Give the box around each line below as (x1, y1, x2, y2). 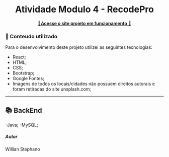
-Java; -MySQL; (5, 122, 39, 128)
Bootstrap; (12, 70, 35, 76)
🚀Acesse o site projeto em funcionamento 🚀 (37, 20, 132, 26)
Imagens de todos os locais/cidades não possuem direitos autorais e (12, 81, 155, 87)
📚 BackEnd (5, 106, 42, 115)
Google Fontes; (12, 75, 44, 82)
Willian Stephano (5, 146, 40, 152)
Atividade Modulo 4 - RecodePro (15, 4, 154, 15)
